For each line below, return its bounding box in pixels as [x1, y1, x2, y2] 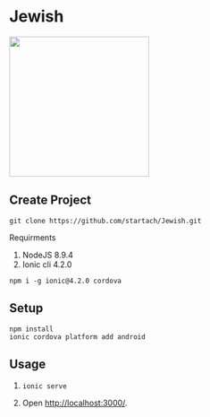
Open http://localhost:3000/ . [21, 397, 128, 409]
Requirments [9, 231, 56, 243]
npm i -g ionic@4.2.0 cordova [9, 276, 122, 285]
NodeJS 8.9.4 [21, 249, 74, 260]
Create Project [9, 193, 92, 208]
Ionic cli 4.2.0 [21, 258, 72, 270]
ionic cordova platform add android [9, 332, 146, 342]
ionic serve [21, 382, 67, 391]
